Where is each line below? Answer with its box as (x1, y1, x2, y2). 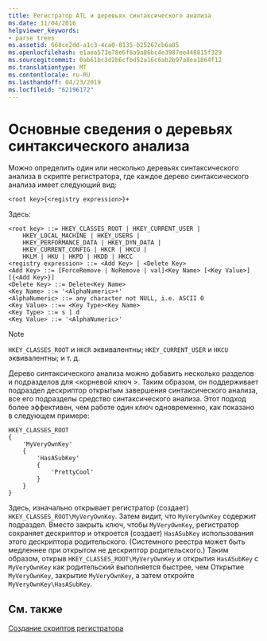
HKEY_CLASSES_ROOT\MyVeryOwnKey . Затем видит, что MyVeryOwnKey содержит (8, 511, 257, 522)
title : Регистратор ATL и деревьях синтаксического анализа (8, 11, 212, 20)
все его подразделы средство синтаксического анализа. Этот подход (8, 394, 246, 404)
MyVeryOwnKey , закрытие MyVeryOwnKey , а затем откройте (8, 571, 195, 580)
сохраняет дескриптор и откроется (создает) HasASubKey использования (8, 529, 254, 538)
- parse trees (8, 33, 56, 42)
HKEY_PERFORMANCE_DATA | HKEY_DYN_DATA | (22, 239, 161, 247)
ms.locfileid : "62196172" (8, 85, 94, 94)
